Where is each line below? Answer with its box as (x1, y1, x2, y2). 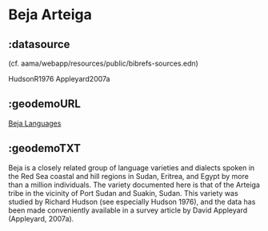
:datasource (8, 38, 70, 51)
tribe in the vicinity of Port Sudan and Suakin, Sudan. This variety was (8, 188, 238, 197)
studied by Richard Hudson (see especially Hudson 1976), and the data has (8, 197, 256, 206)
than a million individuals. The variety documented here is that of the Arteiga (8, 180, 260, 189)
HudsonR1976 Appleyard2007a (8, 74, 110, 83)
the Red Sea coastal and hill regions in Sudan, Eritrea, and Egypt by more (8, 171, 250, 181)
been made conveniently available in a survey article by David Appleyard (8, 205, 248, 215)
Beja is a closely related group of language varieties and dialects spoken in (8, 162, 255, 173)
